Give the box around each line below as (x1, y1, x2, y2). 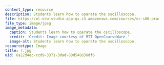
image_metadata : (5, 25, 38, 30)
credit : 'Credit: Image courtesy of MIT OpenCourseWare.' (9, 35, 130, 40)
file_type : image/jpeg (5, 21, 51, 26)
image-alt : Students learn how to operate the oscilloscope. (9, 39, 137, 44)
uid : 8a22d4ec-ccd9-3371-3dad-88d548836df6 (5, 52, 95, 58)
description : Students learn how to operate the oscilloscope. (5, 12, 137, 17)
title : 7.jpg (5, 48, 32, 53)
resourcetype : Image (5, 43, 47, 48)
